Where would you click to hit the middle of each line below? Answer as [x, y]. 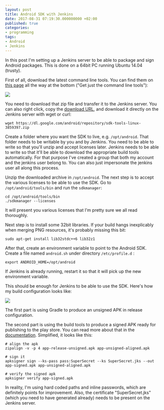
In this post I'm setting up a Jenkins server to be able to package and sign [80, 60]
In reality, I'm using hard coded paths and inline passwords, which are [75, 387]
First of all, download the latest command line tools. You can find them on [79, 80]
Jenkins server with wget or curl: [38, 114]
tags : [11, 37]
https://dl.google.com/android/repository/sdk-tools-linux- [78, 123]
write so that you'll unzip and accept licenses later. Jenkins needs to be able [82, 147]
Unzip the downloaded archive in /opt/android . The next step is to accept [80, 177]
